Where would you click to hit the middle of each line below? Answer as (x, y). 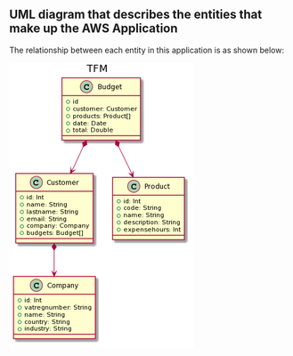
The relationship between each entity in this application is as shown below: (147, 50)
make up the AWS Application (94, 29)
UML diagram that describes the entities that (136, 15)
